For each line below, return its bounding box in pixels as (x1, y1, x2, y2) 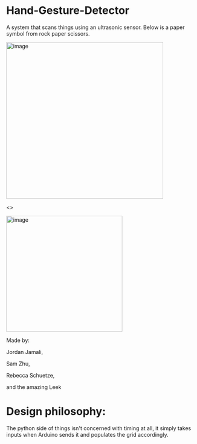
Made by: (6, 336, 30, 344)
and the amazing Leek (6, 383, 62, 390)
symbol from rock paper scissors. (6, 30, 90, 37)
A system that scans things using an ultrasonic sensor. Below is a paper (6, 24, 185, 31)
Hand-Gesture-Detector (6, 4, 130, 18)
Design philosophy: (6, 405, 106, 419)
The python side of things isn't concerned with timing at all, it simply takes (6, 424, 192, 432)
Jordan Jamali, (6, 348, 44, 355)
